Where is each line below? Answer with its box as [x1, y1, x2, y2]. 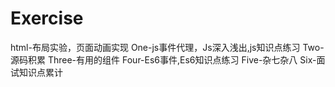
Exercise [10, 7, 84, 30]
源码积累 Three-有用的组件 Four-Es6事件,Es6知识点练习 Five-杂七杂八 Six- [10, 53, 317, 66]
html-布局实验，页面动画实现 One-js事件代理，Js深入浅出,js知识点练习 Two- [10, 41, 325, 53]
